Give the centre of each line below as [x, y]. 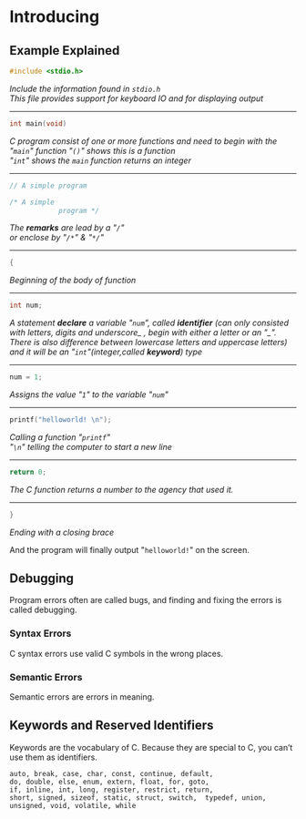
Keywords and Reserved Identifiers [112, 726]
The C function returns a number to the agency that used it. [122, 489]
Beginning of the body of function [73, 281]
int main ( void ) [38, 123]
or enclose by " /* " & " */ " [57, 238]
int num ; [26, 306]
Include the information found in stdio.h [85, 88]
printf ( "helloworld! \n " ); [61, 420]
